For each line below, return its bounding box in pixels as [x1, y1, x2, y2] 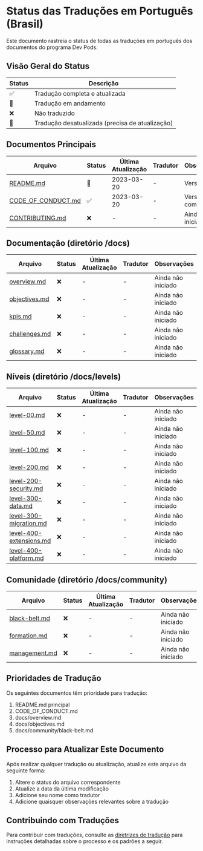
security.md [9, 484, 43, 493]
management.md [9, 649, 57, 657]
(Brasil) [6, 17, 43, 31]
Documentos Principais [6, 139, 97, 149]
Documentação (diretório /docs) [6, 238, 130, 248]
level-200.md [9, 463, 50, 471]
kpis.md [9, 312, 32, 321]
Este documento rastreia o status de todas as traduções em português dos [6, 37, 193, 44]
